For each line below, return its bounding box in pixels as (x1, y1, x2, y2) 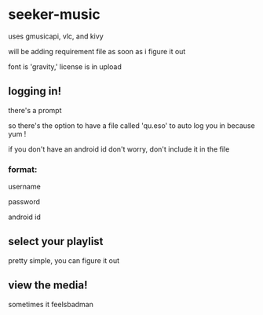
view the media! (8, 279, 88, 292)
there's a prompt (8, 105, 62, 115)
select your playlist (8, 235, 104, 248)
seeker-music (8, 5, 100, 24)
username (8, 182, 41, 192)
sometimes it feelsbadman (8, 299, 94, 309)
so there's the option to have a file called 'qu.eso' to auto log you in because (8, 120, 255, 130)
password (8, 197, 41, 207)
